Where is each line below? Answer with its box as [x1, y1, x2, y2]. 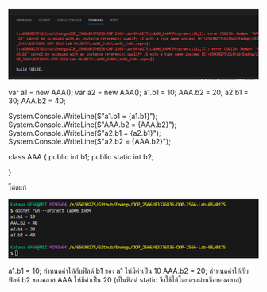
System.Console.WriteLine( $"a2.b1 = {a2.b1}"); [8, 128, 161, 137]
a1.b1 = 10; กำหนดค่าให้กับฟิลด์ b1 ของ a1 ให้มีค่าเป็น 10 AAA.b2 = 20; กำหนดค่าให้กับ [8, 266, 249, 275]
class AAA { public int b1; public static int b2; [8, 152, 154, 161]
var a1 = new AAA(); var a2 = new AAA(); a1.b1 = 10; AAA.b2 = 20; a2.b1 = [8, 87, 249, 97]
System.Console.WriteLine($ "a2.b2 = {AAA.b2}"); [8, 136, 171, 146]
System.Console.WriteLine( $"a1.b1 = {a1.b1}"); [8, 111, 158, 121]
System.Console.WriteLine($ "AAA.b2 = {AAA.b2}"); [8, 120, 177, 129]
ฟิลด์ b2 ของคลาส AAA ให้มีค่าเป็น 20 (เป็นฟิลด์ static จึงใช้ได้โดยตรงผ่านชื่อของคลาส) [8, 275, 242, 284]
